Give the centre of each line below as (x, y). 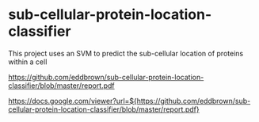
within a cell (28, 62)
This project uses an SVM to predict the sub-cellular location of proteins (126, 53)
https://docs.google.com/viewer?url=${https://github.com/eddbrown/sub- (129, 101)
